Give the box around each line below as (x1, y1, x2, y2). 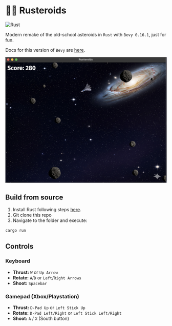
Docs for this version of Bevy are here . (5, 47, 85, 53)
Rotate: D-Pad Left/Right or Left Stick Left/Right (12, 310, 122, 316)
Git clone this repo (12, 212, 52, 218)
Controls (5, 242, 34, 251)
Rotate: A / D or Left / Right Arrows (12, 274, 82, 281)
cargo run (5, 228, 27, 233)
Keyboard (5, 257, 31, 264)
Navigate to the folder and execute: (12, 217, 88, 223)
